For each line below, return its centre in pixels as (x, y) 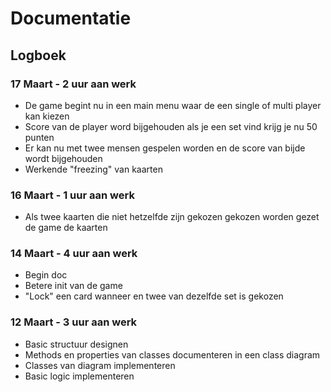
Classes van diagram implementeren (100, 365)
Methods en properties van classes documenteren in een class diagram (172, 354)
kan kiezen (47, 116)
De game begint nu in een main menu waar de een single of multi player (173, 105)
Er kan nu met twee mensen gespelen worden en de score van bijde (165, 148)
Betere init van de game (73, 286)
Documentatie (71, 18)
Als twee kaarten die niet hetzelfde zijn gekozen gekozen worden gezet (172, 217)
